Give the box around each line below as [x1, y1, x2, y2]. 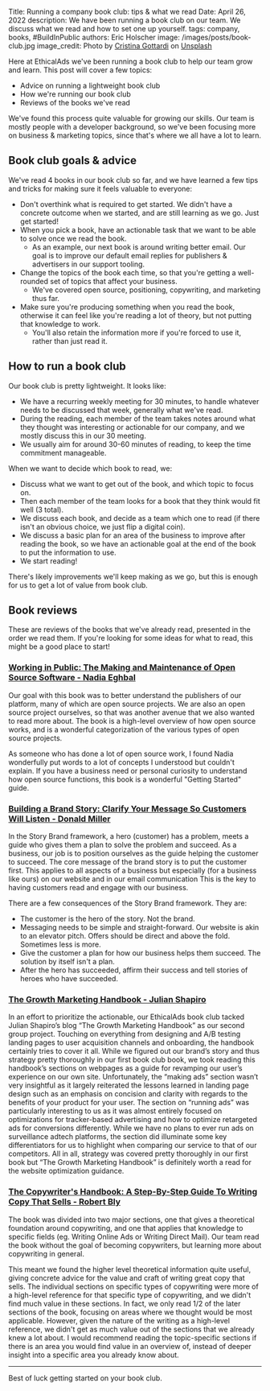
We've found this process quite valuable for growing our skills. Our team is [8, 114, 255, 123]
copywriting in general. [8, 1249, 84, 1258]
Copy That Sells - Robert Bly [8, 1196, 121, 1207]
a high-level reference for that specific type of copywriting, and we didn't [8, 1290, 252, 1299]
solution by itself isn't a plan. [19, 957, 115, 967]
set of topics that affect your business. [50, 276, 178, 286]
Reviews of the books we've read [19, 98, 131, 107]
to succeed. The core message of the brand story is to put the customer [8, 857, 247, 867]
